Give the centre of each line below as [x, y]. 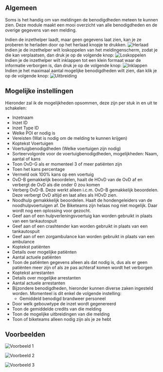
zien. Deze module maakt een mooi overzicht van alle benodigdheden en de [81, 25]
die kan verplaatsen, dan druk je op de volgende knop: [60, 55]
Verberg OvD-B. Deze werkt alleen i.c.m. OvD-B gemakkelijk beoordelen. [85, 190]
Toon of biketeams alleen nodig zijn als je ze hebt [62, 319]
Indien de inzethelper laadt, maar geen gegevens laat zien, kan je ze [73, 39]
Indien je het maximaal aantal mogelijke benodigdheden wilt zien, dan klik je [81, 71]
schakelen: [16, 108]
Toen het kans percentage [38, 169]
